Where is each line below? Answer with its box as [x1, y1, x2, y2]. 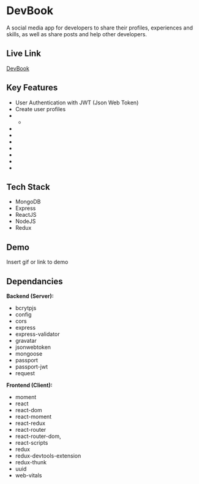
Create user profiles [15, 105, 66, 112]
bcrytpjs [15, 305, 37, 311]
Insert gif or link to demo [6, 259, 69, 266]
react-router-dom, [15, 432, 61, 440]
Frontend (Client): [6, 381, 53, 389]
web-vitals [15, 472, 42, 479]
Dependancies [6, 276, 63, 286]
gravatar [15, 337, 37, 344]
